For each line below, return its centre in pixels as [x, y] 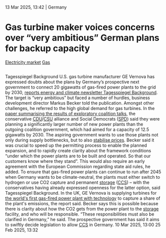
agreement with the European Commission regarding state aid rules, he [78, 167]
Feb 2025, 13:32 [22, 230]
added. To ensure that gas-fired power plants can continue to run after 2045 [83, 172]
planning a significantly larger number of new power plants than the [74, 124]
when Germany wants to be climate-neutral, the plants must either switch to [83, 177]
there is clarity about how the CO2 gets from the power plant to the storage [82, 209]
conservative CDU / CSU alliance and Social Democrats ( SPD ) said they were [83, 119]
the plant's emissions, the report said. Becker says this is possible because [82, 204]
